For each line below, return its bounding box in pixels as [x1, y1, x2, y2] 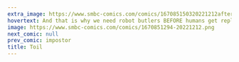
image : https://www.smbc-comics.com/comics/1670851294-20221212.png [7, 24, 215, 31]
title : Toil [7, 43, 43, 51]
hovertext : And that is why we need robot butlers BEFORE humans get [7, 17, 218, 24]
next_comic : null [7, 30, 59, 38]
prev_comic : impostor [7, 37, 72, 44]
